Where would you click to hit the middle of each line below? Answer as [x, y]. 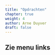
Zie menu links [28, 47]
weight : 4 [15, 18]
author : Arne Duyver [26, 23]
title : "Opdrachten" [26, 9]
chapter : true [19, 14]
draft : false [18, 28]
